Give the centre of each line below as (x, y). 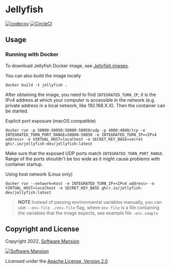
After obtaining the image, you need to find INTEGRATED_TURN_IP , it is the (81, 94)
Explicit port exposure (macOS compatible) (51, 121)
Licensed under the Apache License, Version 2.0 (57, 261)
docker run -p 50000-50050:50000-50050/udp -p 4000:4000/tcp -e (75, 130)
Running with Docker (32, 54)
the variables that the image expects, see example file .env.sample (88, 213)
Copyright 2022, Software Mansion (42, 241)
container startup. (24, 164)
